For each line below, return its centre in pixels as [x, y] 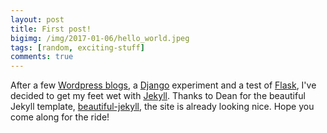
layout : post [37, 19]
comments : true [42, 57]
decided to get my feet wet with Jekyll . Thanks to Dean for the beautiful [158, 96]
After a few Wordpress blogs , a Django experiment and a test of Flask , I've [163, 85]
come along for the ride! [60, 117]
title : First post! [51, 29]
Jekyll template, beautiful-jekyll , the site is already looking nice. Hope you [162, 107]
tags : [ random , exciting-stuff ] [77, 47]
